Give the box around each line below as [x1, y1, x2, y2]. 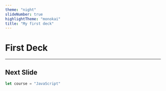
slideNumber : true [5, 12, 43, 17]
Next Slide [5, 68, 38, 77]
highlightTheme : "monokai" [5, 16, 61, 21]
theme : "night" [5, 7, 37, 12]
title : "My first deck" [5, 21, 54, 26]
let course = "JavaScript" [5, 81, 61, 86]
